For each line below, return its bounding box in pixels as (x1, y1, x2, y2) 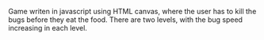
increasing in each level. (8, 24, 87, 32)
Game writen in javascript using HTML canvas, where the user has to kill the (8, 7, 257, 16)
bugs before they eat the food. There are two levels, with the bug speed (8, 15, 243, 24)
